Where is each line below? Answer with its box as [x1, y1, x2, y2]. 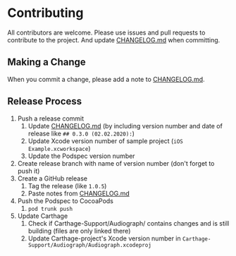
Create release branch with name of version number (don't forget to [17, 159, 215, 167]
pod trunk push [27, 205, 73, 212]
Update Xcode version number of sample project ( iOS [27, 136, 183, 145]
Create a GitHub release [17, 174, 88, 183]
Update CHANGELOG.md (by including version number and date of [27, 121, 223, 130]
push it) [17, 166, 40, 175]
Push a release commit [17, 114, 85, 123]
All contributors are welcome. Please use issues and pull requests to [7, 28, 206, 37]
